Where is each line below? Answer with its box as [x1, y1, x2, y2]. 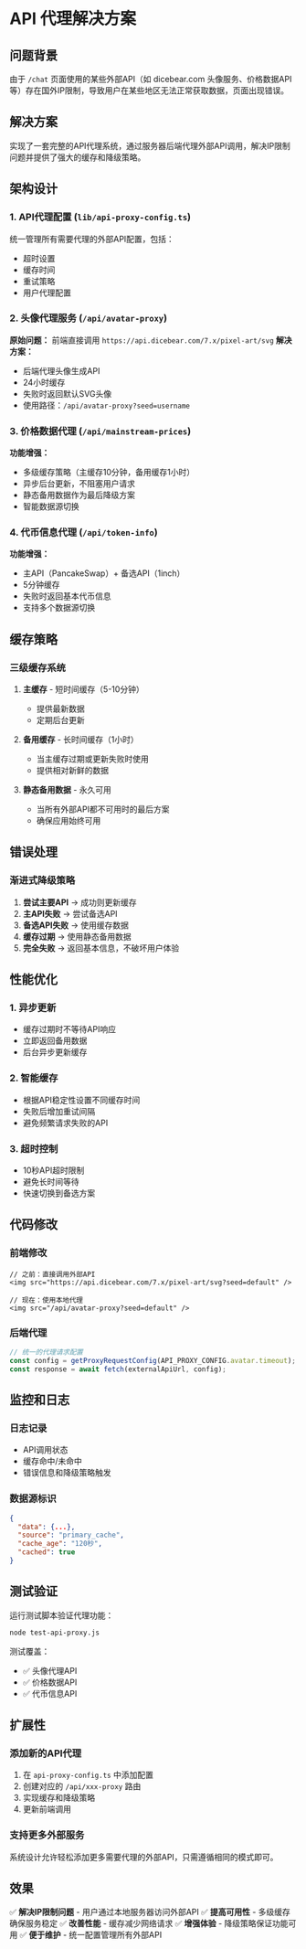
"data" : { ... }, [17, 1522, 76, 1531]
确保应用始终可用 [36, 815, 101, 826]
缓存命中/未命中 [22, 1455, 82, 1467]
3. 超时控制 [9, 1142, 58, 1155]
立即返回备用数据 [22, 1035, 88, 1047]
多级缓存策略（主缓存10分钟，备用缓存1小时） [22, 467, 195, 478]
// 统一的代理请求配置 [9, 1347, 84, 1358]
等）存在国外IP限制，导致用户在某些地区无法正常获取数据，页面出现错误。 [9, 85, 290, 96]
